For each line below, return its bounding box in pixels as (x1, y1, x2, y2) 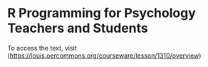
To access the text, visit (7, 43, 77, 52)
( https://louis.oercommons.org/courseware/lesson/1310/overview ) (7, 51, 202, 60)
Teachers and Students (7, 20, 148, 36)
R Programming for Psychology (7, 5, 196, 21)
